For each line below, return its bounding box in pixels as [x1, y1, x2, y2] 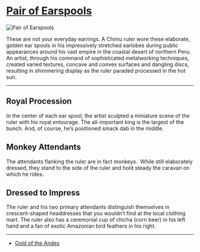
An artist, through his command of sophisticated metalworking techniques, [6, 54, 189, 61]
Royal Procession [6, 97, 72, 107]
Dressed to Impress [6, 188, 80, 198]
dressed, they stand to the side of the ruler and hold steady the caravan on [6, 164, 190, 171]
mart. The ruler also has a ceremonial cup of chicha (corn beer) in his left [6, 216, 186, 223]
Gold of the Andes [14, 239, 60, 247]
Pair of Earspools [6, 4, 92, 18]
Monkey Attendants [6, 142, 82, 153]
